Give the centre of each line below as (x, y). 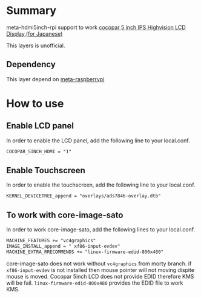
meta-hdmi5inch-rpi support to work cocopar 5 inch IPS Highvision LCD (96, 27)
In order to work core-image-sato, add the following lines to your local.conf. (101, 230)
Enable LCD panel (40, 126)
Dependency (31, 65)
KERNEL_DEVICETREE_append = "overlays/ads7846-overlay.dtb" (84, 196)
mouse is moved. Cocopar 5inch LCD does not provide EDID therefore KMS (100, 276)
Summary (31, 11)
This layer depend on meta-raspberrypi (55, 79)
